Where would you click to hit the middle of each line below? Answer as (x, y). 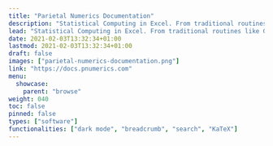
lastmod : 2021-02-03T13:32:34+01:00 (70, 46)
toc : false (27, 106)
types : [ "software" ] (43, 122)
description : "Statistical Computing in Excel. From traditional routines (138, 24)
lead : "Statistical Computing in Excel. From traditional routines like (134, 31)
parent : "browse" (52, 91)
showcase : (32, 84)
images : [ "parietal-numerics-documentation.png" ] (94, 62)
